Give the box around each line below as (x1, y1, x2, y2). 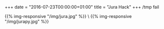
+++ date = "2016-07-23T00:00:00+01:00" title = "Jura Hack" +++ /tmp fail (4, 4, 160, 10)
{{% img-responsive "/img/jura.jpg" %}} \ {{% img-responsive (4, 14, 132, 19)
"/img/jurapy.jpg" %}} (4, 19, 49, 24)
